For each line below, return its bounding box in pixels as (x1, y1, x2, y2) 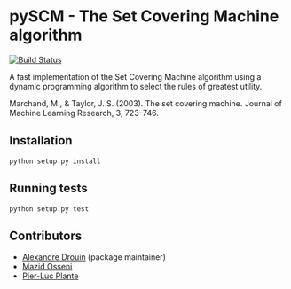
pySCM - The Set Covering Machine (9, 6, 279, 27)
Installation (9, 133, 73, 148)
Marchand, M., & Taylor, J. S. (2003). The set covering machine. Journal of (9, 98, 282, 108)
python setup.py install (9, 157, 101, 166)
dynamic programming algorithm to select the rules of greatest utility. (9, 81, 263, 91)
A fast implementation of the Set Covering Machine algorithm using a (9, 71, 262, 82)
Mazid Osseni (21, 262, 73, 272)
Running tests (9, 181, 89, 196)
